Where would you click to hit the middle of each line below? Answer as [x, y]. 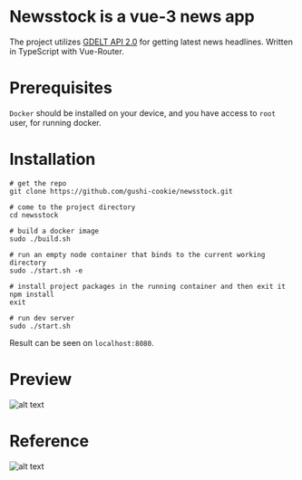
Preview [41, 379]
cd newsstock [34, 215]
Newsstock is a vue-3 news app [132, 17]
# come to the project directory [73, 207]
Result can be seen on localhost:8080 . [82, 342]
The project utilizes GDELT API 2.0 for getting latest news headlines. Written [151, 42]
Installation [53, 159]
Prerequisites [61, 88]
